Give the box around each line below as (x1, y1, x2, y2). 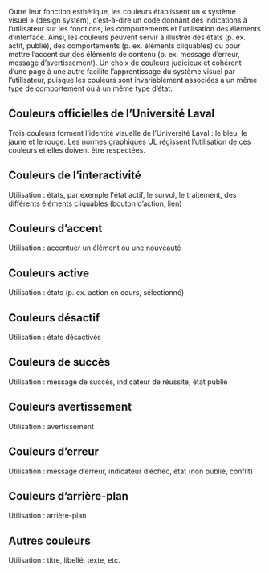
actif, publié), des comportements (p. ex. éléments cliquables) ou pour (8, 41, 241, 51)
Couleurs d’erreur (8, 445, 99, 459)
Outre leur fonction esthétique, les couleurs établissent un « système (8, 7, 237, 16)
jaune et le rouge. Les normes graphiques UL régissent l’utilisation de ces (8, 137, 251, 146)
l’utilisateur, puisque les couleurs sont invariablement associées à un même (8, 76, 258, 84)
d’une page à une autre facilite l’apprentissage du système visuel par (8, 67, 236, 76)
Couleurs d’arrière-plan (8, 489, 128, 503)
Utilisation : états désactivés (8, 333, 102, 342)
